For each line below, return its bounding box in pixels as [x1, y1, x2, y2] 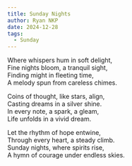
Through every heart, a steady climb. [7, 136, 115, 145]
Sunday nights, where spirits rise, [7, 143, 104, 152]
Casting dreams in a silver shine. [7, 100, 102, 108]
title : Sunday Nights [7, 10, 71, 18]
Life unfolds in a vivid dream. [7, 114, 92, 124]
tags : [7, 30, 23, 37]
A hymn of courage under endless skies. [7, 151, 125, 160]
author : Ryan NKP [7, 17, 59, 24]
